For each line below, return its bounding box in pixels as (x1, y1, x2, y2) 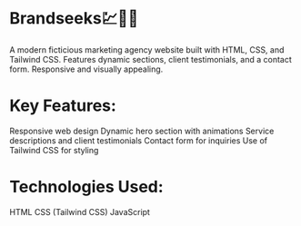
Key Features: (9, 95, 116, 116)
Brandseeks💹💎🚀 (9, 8, 139, 29)
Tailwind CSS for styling (9, 144, 99, 155)
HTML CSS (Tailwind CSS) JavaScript (9, 206, 150, 217)
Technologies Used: (9, 177, 164, 197)
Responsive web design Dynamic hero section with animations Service (9, 125, 275, 136)
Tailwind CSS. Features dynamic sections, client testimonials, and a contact (9, 54, 293, 64)
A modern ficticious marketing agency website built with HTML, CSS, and (9, 44, 285, 55)
